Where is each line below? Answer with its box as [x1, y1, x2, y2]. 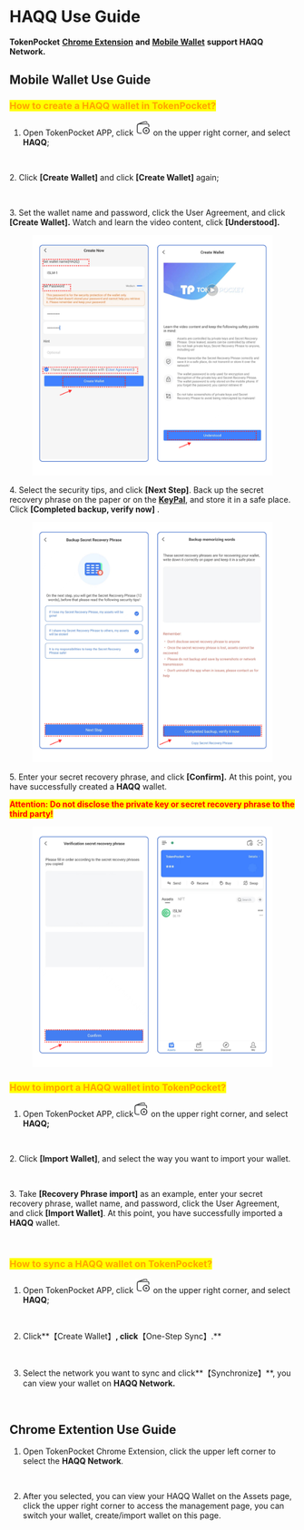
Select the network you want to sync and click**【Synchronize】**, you [22, 1368, 292, 1378]
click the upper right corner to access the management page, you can [22, 1500, 285, 1512]
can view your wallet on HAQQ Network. [22, 1378, 176, 1389]
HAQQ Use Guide [9, 6, 141, 27]
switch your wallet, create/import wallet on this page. [22, 1510, 221, 1521]
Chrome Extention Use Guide [9, 1422, 177, 1437]
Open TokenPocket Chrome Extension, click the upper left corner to [22, 1446, 277, 1457]
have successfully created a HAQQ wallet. [9, 780, 168, 791]
